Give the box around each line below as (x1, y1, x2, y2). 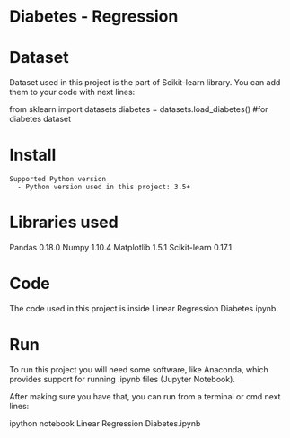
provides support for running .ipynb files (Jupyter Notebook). (9, 373, 236, 384)
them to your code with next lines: (9, 87, 136, 98)
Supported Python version (9, 175, 106, 184)
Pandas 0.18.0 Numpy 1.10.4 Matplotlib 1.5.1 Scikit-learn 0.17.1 (9, 242, 232, 252)
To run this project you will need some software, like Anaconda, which (9, 364, 268, 374)
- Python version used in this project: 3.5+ (17, 182, 191, 192)
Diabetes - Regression (9, 6, 179, 27)
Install (9, 145, 57, 165)
